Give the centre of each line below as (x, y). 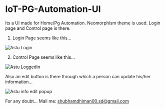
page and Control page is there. (38, 28)
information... (19, 82)
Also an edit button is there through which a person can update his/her (78, 76)
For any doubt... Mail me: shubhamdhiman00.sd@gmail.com (67, 101)
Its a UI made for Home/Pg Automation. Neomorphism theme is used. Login (83, 23)
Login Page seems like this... (42, 38)
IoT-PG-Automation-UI (53, 9)
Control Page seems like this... (43, 57)
